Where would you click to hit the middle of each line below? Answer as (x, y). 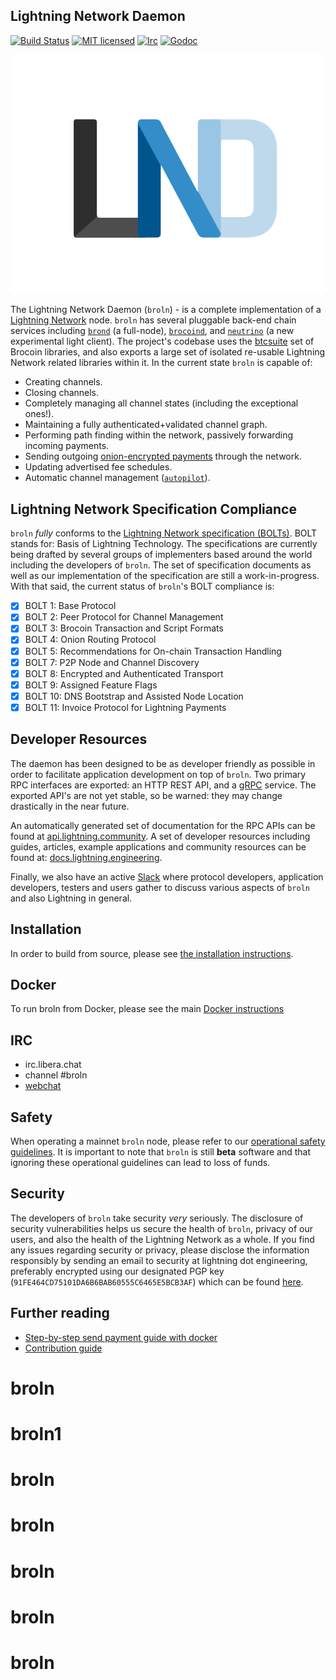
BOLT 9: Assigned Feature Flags (91, 685)
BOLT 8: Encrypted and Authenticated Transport (124, 673)
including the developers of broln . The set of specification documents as (161, 565)
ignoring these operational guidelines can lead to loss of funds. (140, 1162)
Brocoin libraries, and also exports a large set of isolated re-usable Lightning (168, 352)
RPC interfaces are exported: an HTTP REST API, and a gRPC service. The (163, 785)
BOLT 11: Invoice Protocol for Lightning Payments (125, 707)
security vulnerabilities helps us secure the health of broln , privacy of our (161, 1228)
